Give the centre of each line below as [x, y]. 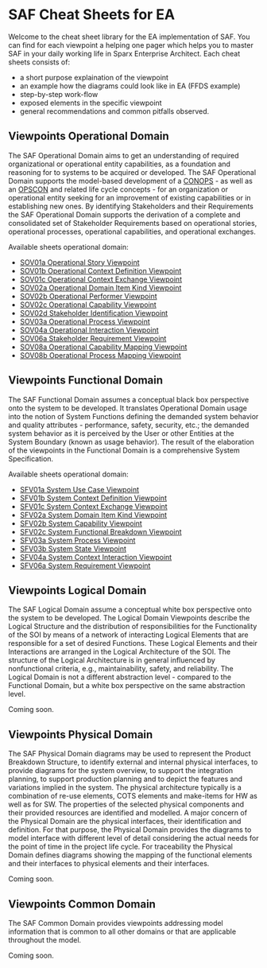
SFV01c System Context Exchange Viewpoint [94, 506]
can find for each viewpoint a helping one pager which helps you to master [131, 45]
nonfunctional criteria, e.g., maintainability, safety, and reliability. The [121, 669]
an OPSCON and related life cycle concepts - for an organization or [118, 189]
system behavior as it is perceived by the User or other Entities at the [121, 433]
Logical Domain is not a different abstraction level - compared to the [120, 677]
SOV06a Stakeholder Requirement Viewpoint [93, 338]
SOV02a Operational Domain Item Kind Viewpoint [101, 287]
